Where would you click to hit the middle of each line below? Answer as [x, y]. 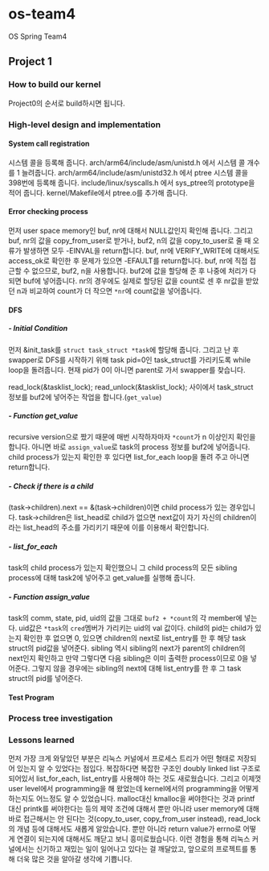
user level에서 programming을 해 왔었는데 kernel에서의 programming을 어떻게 [134, 789]
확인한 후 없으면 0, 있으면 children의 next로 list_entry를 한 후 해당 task [134, 638]
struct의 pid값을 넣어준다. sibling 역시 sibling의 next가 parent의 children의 [127, 648]
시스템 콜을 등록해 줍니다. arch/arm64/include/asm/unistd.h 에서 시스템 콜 [127, 163]
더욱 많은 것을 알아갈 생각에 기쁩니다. [74, 859]
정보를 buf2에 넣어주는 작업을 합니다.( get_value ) [85, 397]
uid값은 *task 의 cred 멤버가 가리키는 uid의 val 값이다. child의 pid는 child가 [136, 628]
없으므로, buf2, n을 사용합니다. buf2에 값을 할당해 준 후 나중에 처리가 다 [144, 270]
